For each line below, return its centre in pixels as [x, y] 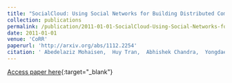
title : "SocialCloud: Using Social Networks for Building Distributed [111, 13]
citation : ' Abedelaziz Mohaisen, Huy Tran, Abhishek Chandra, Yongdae [117, 53]
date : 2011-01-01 [32, 33]
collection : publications [44, 20]
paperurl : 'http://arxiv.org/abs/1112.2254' [72, 46]
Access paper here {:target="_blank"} [60, 72]
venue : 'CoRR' [28, 39]
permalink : [23, 26]
